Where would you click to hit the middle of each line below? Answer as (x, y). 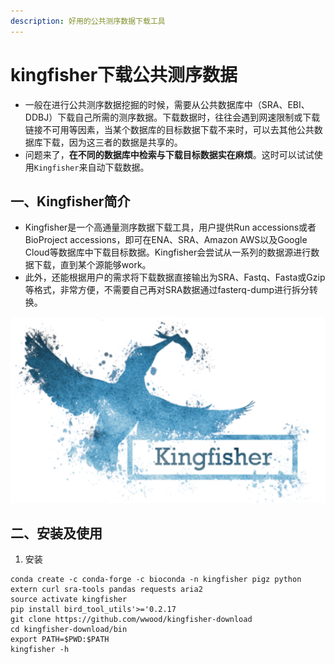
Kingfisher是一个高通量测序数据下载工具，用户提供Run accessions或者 (170, 227)
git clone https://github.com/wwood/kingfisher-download (131, 620)
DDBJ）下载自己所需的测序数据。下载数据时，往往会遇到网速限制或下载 (172, 117)
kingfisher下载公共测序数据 (124, 74)
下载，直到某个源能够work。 (92, 265)
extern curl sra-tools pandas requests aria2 (106, 590)
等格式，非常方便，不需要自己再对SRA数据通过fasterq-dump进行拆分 (167, 290)
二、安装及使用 (56, 533)
